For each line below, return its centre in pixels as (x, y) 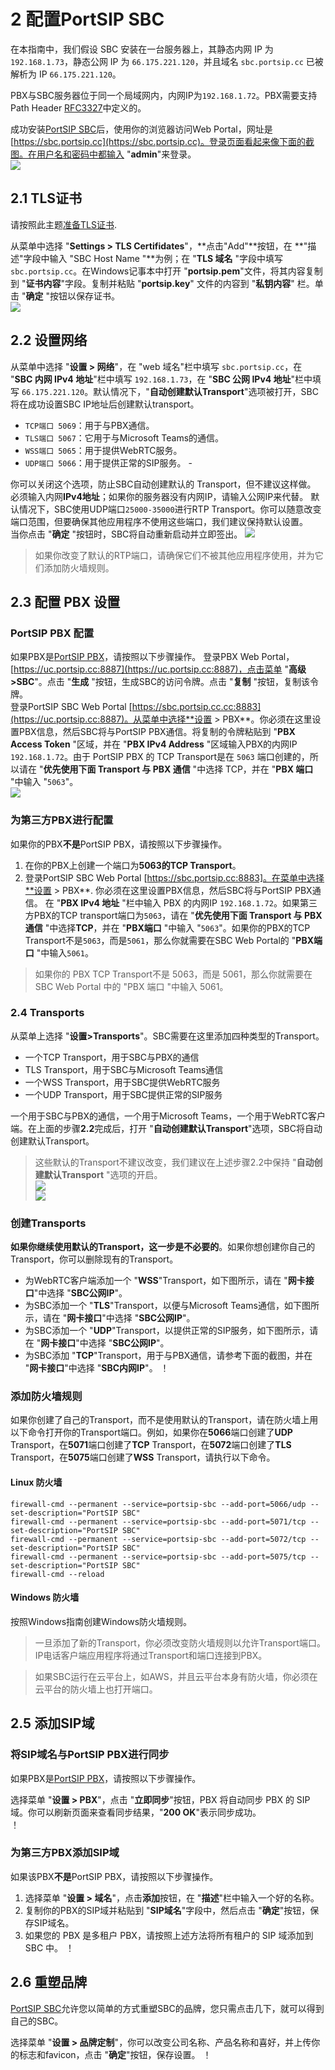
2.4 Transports (47, 1013)
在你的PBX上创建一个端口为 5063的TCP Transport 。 (133, 865)
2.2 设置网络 (49, 340)
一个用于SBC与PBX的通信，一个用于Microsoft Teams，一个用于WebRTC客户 (168, 1116)
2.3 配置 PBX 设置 (65, 601)
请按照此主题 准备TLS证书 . (63, 224)
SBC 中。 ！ (49, 1947)
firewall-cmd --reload (57, 1574)
